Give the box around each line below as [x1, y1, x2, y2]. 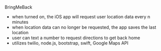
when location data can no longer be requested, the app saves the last [11, 24, 157, 30]
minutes [11, 19, 28, 25]
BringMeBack [4, 4, 33, 10]
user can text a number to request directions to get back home [11, 35, 140, 41]
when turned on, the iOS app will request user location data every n [11, 14, 150, 19]
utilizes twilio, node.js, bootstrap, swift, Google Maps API [11, 40, 129, 46]
